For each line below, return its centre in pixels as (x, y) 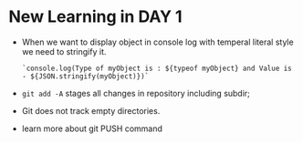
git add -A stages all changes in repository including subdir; (136, 93)
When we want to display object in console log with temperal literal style (157, 42)
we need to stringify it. (64, 51)
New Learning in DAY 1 (96, 17)
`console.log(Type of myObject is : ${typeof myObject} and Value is (157, 68)
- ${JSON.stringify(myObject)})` (85, 76)
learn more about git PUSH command (92, 128)
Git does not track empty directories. (91, 110)
